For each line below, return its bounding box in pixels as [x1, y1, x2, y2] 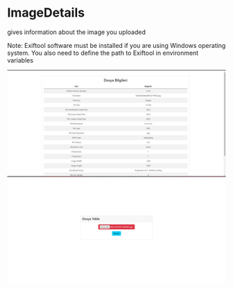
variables [7, 56, 33, 64]
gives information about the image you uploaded [7, 28, 146, 36]
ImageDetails [7, 5, 85, 21]
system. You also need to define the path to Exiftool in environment [7, 49, 199, 57]
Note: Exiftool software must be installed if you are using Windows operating [7, 41, 226, 49]
